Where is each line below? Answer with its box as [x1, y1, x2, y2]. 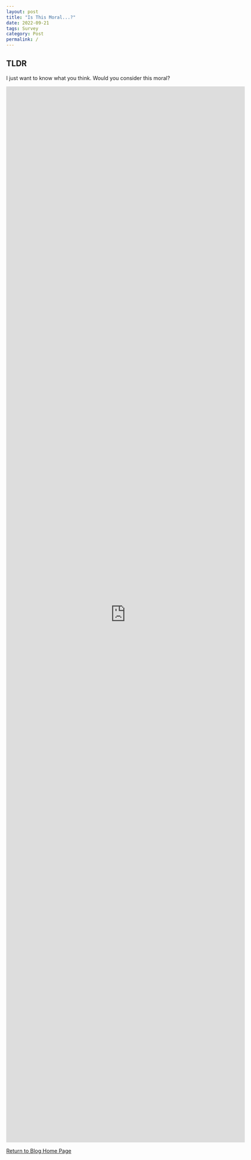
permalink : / [6, 36, 39, 42]
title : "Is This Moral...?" [6, 14, 76, 20]
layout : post [6, 8, 39, 15]
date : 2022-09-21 [6, 20, 49, 26]
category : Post [6, 31, 44, 37]
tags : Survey [6, 25, 39, 32]
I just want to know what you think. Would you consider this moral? [6, 74, 171, 81]
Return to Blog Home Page [6, 1147, 72, 1154]
